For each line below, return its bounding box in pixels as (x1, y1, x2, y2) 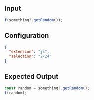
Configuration (4, 31, 49, 40)
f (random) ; (4, 90, 27, 95)
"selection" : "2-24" (9, 54, 52, 59)
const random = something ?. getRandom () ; (4, 85, 90, 91)
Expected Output (4, 72, 59, 81)
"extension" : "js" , (9, 49, 50, 54)
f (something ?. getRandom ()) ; (4, 17, 63, 22)
